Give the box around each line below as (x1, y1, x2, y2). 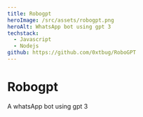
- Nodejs (13, 42, 39, 49)
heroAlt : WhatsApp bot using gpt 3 (7, 23, 111, 30)
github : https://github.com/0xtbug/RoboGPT (7, 49, 137, 56)
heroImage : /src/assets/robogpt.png (7, 17, 114, 24)
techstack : (7, 29, 39, 37)
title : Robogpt (7, 10, 52, 17)
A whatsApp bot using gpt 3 (7, 102, 88, 110)
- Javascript (13, 36, 52, 43)
